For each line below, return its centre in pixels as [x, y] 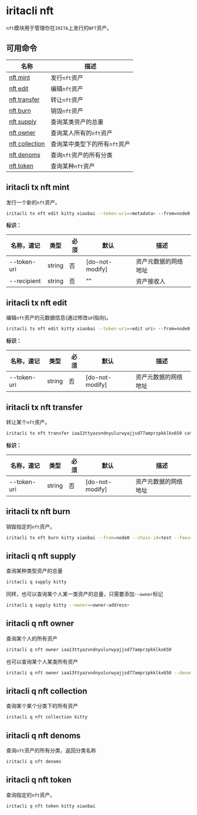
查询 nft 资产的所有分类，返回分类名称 [51, 751]
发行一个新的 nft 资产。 [33, 202]
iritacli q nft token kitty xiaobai [51, 806]
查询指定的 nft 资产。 [31, 795]
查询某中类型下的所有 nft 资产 [91, 144]
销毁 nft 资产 [67, 111]
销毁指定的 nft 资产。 [31, 526]
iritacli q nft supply [41, 556]
